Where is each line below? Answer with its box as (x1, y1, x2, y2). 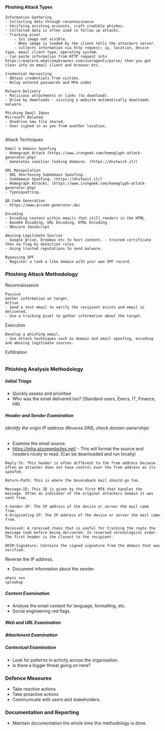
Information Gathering (5, 15, 52, 20)
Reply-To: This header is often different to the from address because (5, 460, 156, 465)
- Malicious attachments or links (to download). (5, 93, 110, 98)
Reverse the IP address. (5, 556, 53, 562)
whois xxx (5, 575, 26, 581)
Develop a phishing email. (5, 332, 61, 337)
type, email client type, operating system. (5, 50, 98, 55)
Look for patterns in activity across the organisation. (12, 657, 119, 663)
